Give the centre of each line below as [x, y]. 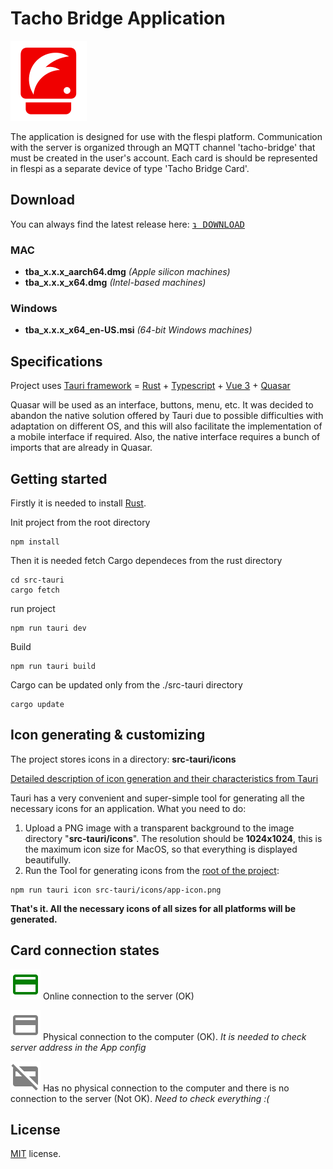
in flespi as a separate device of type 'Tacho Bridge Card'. [130, 168]
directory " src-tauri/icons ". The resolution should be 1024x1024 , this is [173, 838]
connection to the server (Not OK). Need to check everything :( [140, 1098]
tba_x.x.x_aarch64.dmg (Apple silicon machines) [127, 272]
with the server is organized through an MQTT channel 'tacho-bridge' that [163, 147]
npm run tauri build [53, 666]
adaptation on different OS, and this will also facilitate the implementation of [166, 426]
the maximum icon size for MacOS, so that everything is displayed [161, 849]
